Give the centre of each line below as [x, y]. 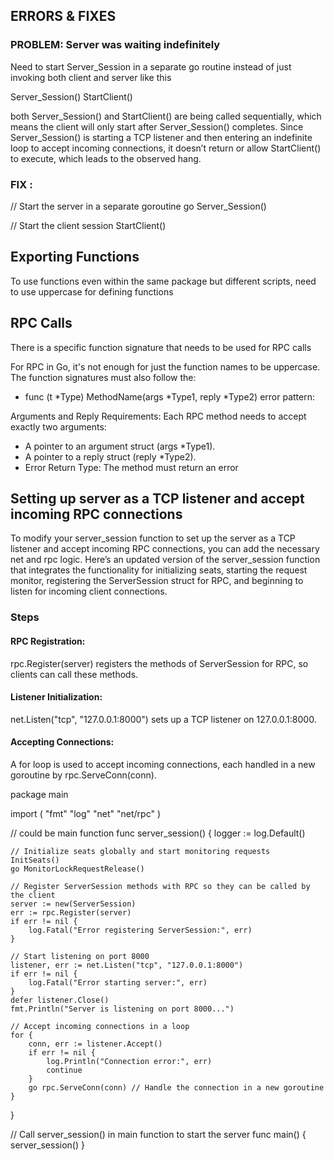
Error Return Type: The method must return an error [131, 467]
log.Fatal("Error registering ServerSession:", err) [140, 930]
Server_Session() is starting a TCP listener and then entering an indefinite [161, 137]
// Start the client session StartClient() [88, 225]
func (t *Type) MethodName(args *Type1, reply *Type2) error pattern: [169, 396]
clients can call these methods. [74, 674]
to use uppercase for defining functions [92, 291]
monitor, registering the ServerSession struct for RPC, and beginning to [157, 581]
